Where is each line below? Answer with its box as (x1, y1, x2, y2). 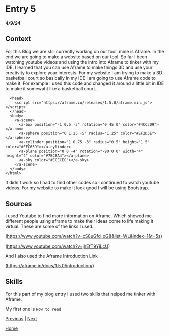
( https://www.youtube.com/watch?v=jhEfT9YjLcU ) (5, 243, 110, 249)
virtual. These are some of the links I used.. (5, 223, 95, 230)
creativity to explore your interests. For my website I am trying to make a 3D (5, 69, 163, 76)
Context (5, 35, 31, 43)
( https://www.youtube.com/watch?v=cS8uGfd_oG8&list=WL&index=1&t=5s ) (5, 233, 162, 239)
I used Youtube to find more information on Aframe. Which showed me (5, 213, 152, 219)
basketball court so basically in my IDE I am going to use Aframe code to (5, 75, 156, 81)
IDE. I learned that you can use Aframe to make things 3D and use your (5, 64, 153, 70)
